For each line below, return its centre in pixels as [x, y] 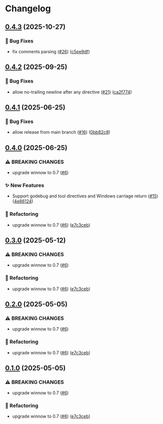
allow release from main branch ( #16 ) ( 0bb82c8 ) [61, 132]
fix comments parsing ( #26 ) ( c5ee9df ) [51, 51]
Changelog [28, 9]
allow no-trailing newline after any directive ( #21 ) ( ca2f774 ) [72, 92]
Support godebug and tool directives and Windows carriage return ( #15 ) [85, 196]
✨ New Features [25, 185]
